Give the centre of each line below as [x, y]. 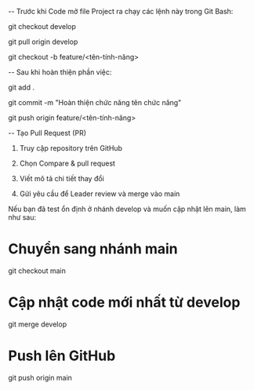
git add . [22, 87]
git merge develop [38, 324]
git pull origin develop [43, 42]
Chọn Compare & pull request [67, 163]
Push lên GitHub [62, 356]
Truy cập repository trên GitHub [71, 148]
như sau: [22, 217]
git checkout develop [42, 26]
